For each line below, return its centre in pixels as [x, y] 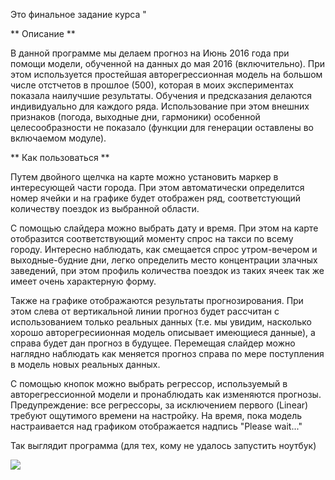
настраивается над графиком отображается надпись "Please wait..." [156, 426]
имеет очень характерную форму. [83, 281]
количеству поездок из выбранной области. [105, 208]
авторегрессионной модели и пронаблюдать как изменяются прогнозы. [166, 394]
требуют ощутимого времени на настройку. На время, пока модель [156, 415]
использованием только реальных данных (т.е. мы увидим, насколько [161, 322]
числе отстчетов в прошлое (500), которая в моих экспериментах [152, 85]
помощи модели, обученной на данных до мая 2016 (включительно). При [168, 63]
